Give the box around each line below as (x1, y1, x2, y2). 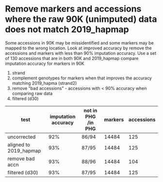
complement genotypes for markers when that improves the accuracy (12, 75, 152, 81)
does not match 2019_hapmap (5, 24, 130, 35)
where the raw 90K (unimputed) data (5, 14, 157, 25)
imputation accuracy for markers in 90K (5, 61, 85, 66)
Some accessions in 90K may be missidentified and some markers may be (5, 40, 154, 45)
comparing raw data (12, 91, 53, 96)
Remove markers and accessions (5, 3, 142, 15)
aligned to (7, 141, 31, 148)
